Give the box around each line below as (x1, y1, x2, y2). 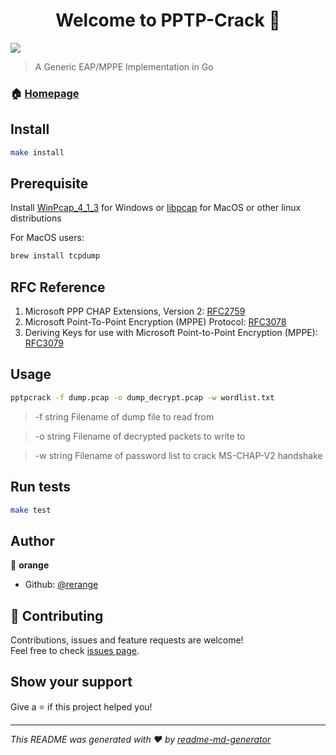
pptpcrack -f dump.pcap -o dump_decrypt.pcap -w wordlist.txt (10, 392, 275, 403)
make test (10, 505, 52, 515)
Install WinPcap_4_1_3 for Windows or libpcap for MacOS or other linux (10, 202, 302, 214)
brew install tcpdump (10, 251, 101, 261)
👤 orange (10, 559, 50, 571)
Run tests (10, 479, 71, 496)
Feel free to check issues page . (10, 645, 140, 657)
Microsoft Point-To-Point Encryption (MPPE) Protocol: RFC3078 (24, 316, 287, 328)
